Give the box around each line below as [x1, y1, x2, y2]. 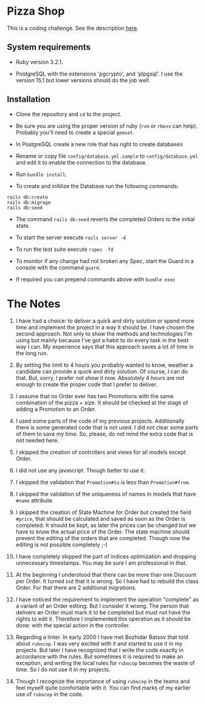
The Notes [7, 297, 61, 311]
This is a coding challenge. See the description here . [7, 24, 139, 32]
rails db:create [7, 194, 48, 200]
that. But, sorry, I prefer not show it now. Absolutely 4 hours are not [15, 374, 185, 381]
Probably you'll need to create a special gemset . [15, 128, 134, 136]
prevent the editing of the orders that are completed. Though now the [15, 534, 190, 541]
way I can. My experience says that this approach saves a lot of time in [15, 343, 194, 350]
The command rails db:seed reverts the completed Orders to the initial [15, 215, 195, 223]
